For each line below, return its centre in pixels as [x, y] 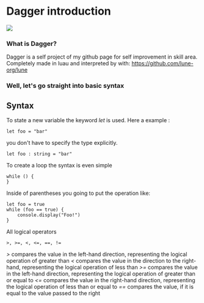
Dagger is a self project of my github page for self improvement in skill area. [102, 57]
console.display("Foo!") [49, 215]
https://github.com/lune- [162, 64]
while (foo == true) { [35, 210]
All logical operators [31, 232]
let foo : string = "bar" [39, 154]
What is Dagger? [31, 43]
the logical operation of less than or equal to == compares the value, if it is [100, 287]
